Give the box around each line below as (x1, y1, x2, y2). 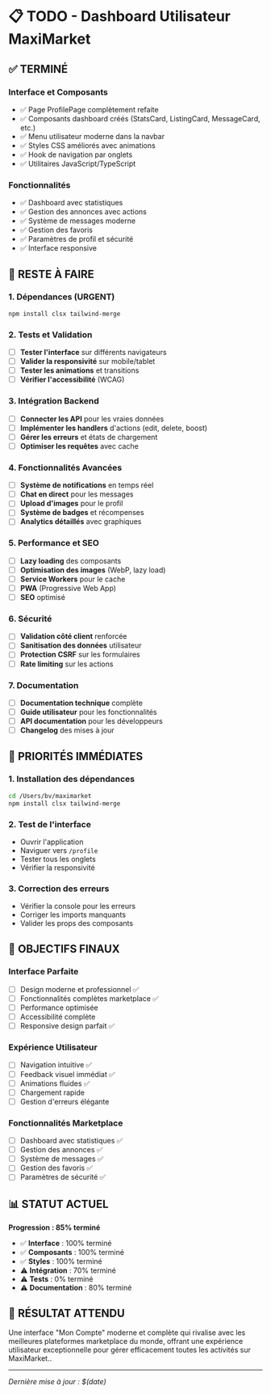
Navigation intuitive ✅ (19, 1060, 93, 1070)
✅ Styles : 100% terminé (19, 1257, 102, 1266)
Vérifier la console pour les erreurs (19, 902, 135, 911)
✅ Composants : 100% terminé (19, 1248, 125, 1257)
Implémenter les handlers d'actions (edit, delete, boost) (19, 423, 208, 433)
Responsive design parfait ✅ (19, 1021, 115, 1031)
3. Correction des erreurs (8, 883, 110, 894)
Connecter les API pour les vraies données (19, 414, 165, 424)
